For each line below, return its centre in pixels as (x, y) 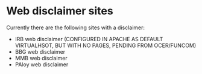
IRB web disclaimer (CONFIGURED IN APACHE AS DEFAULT (89, 39)
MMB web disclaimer (41, 58)
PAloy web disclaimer (42, 64)
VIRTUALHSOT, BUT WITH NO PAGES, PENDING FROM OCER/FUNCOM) (106, 45)
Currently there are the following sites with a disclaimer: (76, 27)
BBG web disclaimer (40, 51)
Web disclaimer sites (60, 11)
